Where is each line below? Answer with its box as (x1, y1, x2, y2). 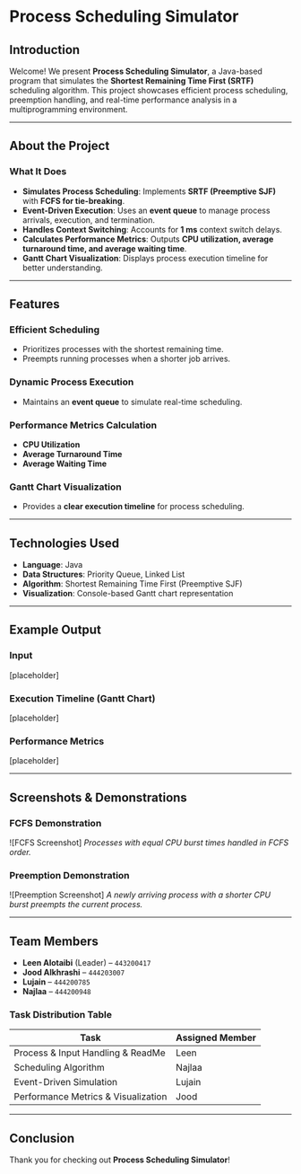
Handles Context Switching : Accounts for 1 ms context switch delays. (21, 224, 282, 234)
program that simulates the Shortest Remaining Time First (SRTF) (9, 75, 254, 86)
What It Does (9, 165, 67, 178)
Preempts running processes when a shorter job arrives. (21, 353, 231, 365)
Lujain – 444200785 (21, 976, 91, 987)
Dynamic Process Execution (9, 375, 134, 388)
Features (9, 296, 60, 312)
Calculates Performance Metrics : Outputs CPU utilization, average (21, 234, 274, 244)
